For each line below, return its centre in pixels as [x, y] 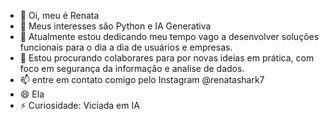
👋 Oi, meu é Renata [59, 15]
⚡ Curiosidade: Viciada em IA [79, 105]
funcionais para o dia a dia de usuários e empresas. [126, 47]
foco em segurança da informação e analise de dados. [132, 68]
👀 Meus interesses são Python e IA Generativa [115, 26]
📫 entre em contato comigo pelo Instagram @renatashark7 [142, 79]
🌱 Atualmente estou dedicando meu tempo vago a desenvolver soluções [169, 36]
